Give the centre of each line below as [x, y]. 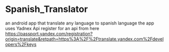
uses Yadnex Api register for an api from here [52, 28]
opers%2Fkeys [21, 44]
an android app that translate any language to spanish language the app [80, 23]
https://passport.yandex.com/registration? [49, 33]
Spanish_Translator [47, 9]
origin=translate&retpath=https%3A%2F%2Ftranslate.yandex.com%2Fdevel [84, 39]
